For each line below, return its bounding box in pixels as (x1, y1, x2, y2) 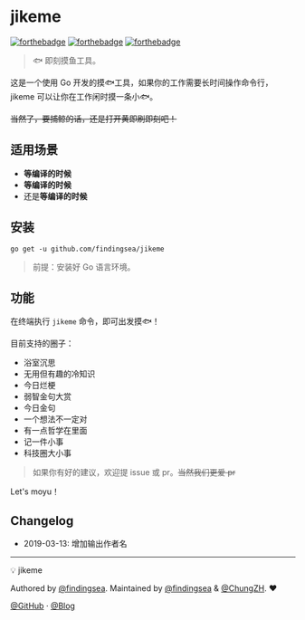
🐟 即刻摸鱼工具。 (32, 54, 101, 65)
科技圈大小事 (23, 448, 71, 459)
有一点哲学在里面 (23, 425, 88, 436)
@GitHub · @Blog (10, 600, 76, 612)
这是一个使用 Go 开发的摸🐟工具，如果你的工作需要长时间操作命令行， (10, 77, 274, 88)
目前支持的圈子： (10, 338, 74, 349)
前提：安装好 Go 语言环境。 (32, 261, 136, 272)
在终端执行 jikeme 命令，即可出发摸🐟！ (10, 316, 161, 327)
